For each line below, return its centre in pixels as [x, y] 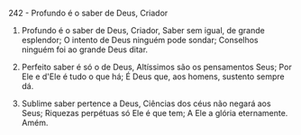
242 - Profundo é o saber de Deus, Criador [88, 13]
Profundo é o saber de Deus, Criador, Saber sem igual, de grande [143, 30]
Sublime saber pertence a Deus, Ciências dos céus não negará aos [146, 103]
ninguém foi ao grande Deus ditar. [85, 49]
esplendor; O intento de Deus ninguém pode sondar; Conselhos [140, 40]
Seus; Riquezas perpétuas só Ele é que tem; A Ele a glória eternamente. [155, 113]
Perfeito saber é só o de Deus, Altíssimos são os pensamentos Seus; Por [156, 67]
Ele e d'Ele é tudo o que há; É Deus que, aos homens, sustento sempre [153, 76]
